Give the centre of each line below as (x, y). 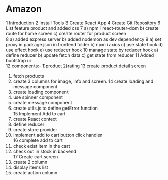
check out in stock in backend (45, 151)
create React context (35, 119)
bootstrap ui (19, 60)
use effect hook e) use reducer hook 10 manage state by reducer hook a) (82, 50)
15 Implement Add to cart (39, 113)
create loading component (41, 92)
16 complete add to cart (38, 140)
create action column (35, 172)
